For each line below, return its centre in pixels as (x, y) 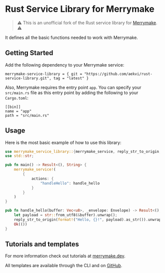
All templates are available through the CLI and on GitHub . (64, 266)
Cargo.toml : (17, 98)
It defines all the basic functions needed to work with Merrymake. (72, 37)
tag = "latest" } (71, 78)
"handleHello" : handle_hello (70, 183)
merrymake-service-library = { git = (44, 74)
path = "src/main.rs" (27, 115)
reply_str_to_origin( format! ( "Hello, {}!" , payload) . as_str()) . (81, 220)
